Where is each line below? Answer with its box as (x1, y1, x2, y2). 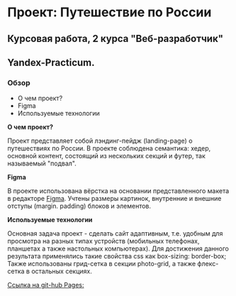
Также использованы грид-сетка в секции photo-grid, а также (7, 260, 196, 268)
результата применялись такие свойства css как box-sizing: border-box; (7, 252, 227, 261)
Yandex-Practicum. (7, 56, 95, 68)
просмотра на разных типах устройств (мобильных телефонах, (7, 237, 200, 246)
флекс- (197, 260, 219, 268)
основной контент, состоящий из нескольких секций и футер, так (7, 152, 206, 160)
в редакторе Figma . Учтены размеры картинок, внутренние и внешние (7, 194, 222, 203)
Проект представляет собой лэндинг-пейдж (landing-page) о (7, 136, 193, 146)
